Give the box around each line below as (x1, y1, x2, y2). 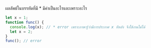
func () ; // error (5, 38, 42, 43)
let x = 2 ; (10, 29, 33, 34)
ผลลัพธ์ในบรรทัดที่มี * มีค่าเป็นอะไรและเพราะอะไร (5, 5, 87, 11)
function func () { (5, 19, 44, 25)
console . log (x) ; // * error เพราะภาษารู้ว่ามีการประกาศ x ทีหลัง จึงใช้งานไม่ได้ (10, 24, 145, 29)
